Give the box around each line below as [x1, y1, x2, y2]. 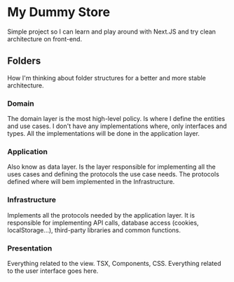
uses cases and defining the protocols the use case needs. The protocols [7, 170, 219, 178]
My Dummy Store [7, 4, 111, 20]
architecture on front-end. [7, 34, 83, 43]
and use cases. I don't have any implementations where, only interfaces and [7, 122, 228, 130]
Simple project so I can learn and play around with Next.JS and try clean [7, 27, 216, 36]
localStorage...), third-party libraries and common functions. [7, 225, 181, 234]
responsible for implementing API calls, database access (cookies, [7, 218, 199, 227]
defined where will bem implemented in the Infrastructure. [7, 178, 175, 186]
